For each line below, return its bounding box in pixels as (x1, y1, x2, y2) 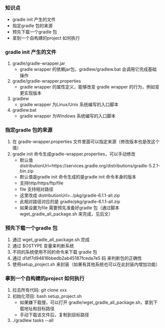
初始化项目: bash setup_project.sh (12, 293, 82, 299)
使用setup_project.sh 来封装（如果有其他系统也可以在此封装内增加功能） (12, 261, 161, 268)
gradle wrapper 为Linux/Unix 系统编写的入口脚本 (19, 101, 119, 107)
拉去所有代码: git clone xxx (12, 287, 67, 293)
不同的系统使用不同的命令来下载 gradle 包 (12, 249, 97, 255)
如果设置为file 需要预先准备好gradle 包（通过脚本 (19, 204, 120, 211)
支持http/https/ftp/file (19, 180, 64, 186)
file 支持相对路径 (19, 186, 53, 192)
